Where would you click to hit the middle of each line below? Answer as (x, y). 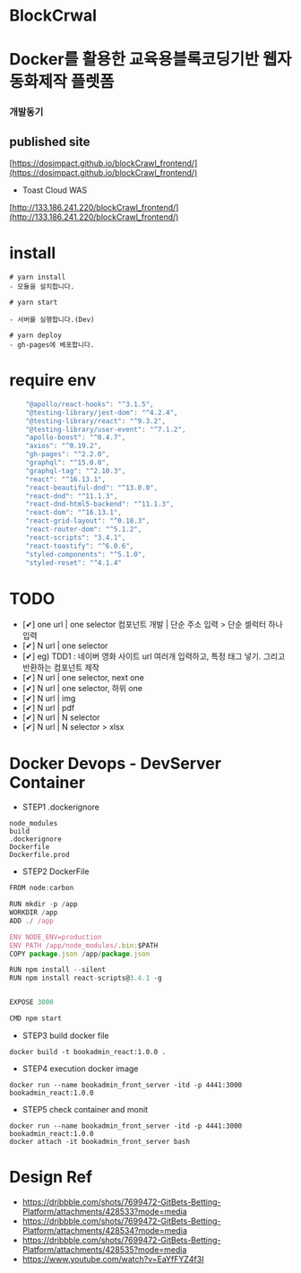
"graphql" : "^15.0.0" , (68, 463)
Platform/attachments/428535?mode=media (104, 1249)
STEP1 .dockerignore (61, 807)
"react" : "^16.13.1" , (65, 479)
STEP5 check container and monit (85, 1109)
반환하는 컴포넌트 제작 (61, 668)
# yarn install (38, 277)
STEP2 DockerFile (56, 871)
